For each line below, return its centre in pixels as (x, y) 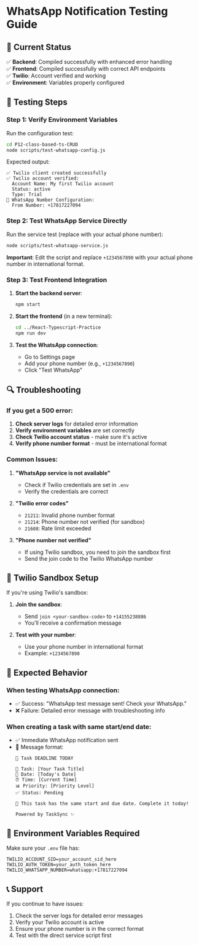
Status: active (31, 189)
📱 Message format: (39, 747)
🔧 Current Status (39, 47)
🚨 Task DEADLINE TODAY (44, 758)
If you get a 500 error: (40, 410)
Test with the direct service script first (63, 935)
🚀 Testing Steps (37, 102)
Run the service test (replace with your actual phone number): (85, 234)
